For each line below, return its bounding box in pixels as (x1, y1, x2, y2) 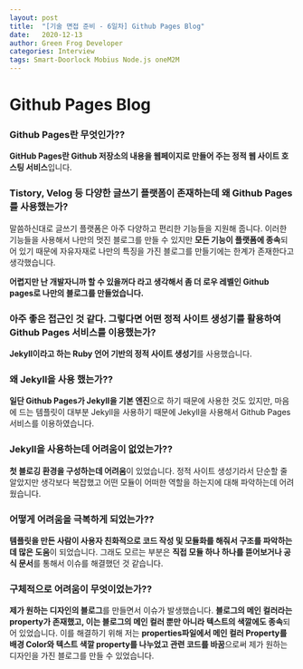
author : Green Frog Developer (9, 38, 124, 48)
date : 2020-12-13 (9, 30, 83, 39)
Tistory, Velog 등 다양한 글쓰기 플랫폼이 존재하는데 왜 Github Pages (9, 187, 293, 199)
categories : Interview (9, 47, 95, 56)
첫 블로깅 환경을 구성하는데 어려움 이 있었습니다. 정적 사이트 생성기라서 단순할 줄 (9, 465, 288, 476)
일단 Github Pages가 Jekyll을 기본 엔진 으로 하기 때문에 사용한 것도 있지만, (9, 395, 273, 406)
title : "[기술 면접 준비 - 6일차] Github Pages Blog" (9, 22, 205, 31)
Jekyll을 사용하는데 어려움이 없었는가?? (9, 443, 174, 456)
